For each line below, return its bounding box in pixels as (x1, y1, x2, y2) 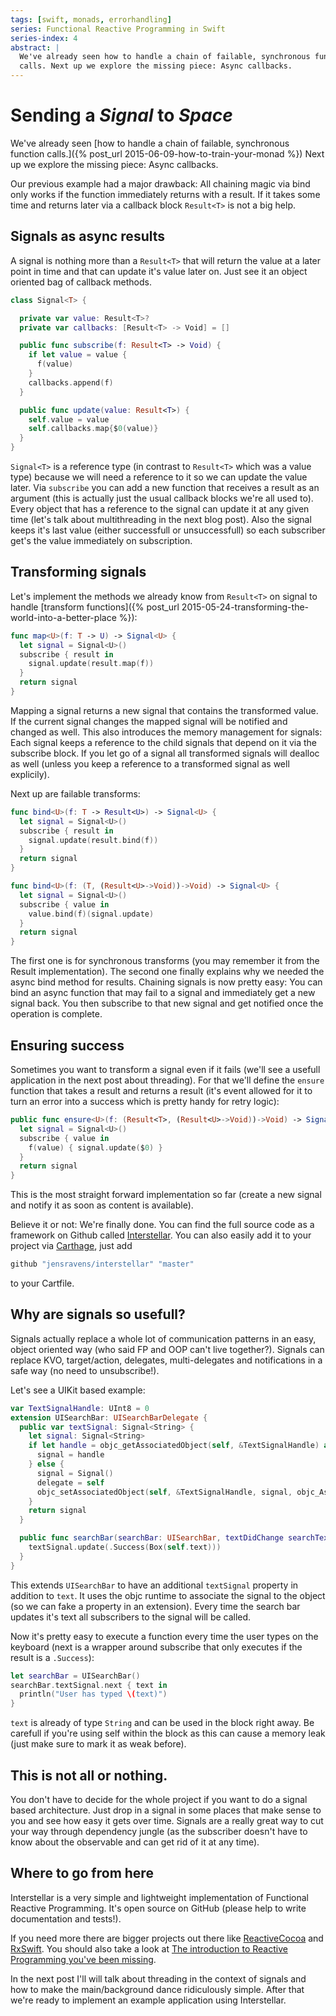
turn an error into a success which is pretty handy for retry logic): (10, 1096, 280, 1107)
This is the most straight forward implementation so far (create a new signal (10, 1189, 322, 1201)
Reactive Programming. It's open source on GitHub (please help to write (10, 1902, 307, 1914)
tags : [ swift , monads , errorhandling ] (10, 14, 172, 25)
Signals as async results (10, 228, 166, 245)
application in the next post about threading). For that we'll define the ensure (10, 1074, 325, 1086)
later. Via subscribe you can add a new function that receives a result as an (10, 482, 320, 493)
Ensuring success (10, 1037, 125, 1054)
